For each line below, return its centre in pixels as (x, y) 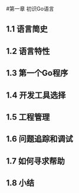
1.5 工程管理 (28, 117)
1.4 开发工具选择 (36, 95)
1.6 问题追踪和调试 (40, 139)
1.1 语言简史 (27, 29)
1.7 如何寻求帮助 (35, 161)
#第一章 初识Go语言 (30, 9)
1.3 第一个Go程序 (37, 73)
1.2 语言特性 (28, 51)
